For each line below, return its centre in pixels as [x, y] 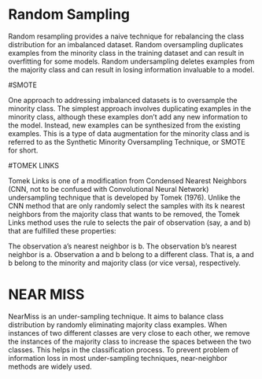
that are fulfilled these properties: [62, 230]
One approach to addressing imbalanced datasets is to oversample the [123, 100]
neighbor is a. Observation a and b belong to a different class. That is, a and [131, 254]
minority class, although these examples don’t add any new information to [128, 116]
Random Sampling [69, 15]
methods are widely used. [50, 366]
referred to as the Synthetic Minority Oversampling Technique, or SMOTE [127, 142]
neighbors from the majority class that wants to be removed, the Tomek [124, 214]
